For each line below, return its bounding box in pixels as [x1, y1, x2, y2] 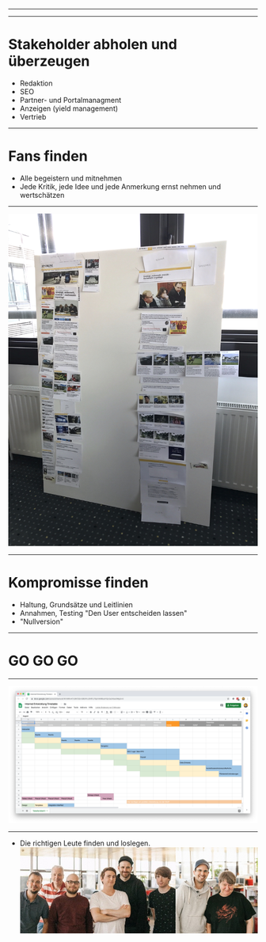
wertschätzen [19, 190, 65, 199]
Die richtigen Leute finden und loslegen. [19, 838, 150, 848]
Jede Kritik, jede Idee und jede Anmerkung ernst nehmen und [19, 181, 222, 191]
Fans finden [8, 147, 89, 165]
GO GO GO [8, 652, 79, 670]
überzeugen [8, 52, 90, 70]
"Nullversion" [19, 617, 63, 626]
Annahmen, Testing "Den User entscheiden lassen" [19, 608, 188, 617]
